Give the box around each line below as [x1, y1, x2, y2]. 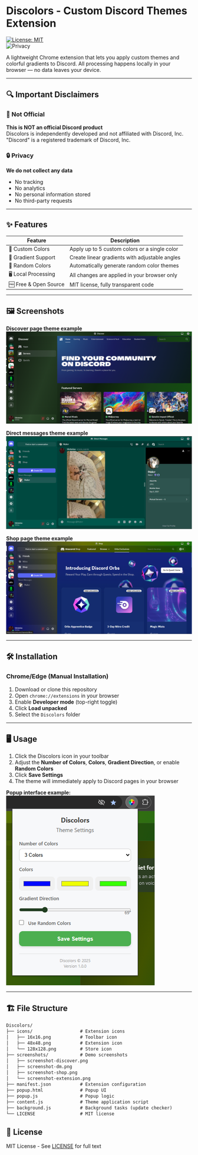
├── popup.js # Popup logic [6, 1093, 115, 1100]
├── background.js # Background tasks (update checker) [6, 1105, 173, 1111]
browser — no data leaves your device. [6, 66, 101, 73]
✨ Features [6, 220, 48, 230]
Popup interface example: [6, 789, 71, 796]
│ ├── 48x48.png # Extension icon [6, 1040, 123, 1047]
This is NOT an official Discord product [6, 124, 103, 131]
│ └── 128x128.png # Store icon [6, 1046, 112, 1052]
